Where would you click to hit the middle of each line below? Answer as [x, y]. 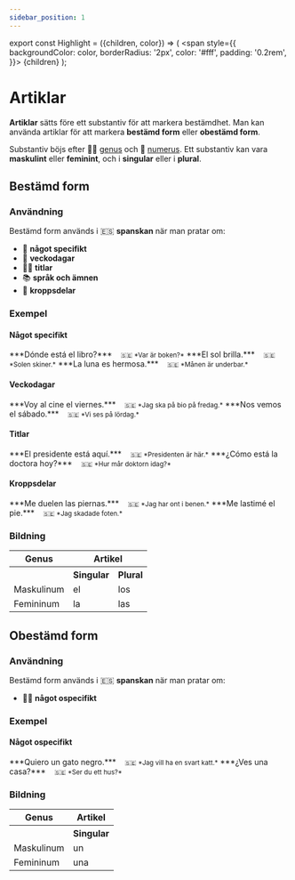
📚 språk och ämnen [60, 278]
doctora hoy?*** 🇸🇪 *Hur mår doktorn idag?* [90, 463]
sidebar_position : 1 [48, 17]
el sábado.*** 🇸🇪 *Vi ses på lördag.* [74, 414]
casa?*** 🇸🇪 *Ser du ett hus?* [66, 771]
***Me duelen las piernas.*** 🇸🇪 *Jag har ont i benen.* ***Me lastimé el [142, 503]
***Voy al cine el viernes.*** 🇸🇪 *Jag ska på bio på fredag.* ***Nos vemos [145, 404]
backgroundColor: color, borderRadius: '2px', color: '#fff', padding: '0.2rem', [148, 52]
